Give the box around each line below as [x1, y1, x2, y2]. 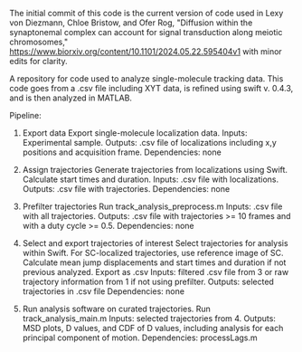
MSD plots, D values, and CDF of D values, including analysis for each [22, 323, 284, 333]
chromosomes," [9, 36, 69, 47]
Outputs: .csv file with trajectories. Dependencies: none [22, 184, 231, 194]
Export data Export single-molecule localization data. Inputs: [22, 128, 248, 138]
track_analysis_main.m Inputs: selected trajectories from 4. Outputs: [22, 313, 276, 324]
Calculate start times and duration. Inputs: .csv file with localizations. [22, 174, 279, 185]
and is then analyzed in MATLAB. [9, 92, 133, 103]
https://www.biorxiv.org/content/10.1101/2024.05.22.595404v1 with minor [9, 46, 282, 57]
